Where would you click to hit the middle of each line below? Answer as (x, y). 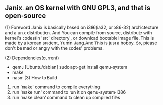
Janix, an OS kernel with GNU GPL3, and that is (78, 8)
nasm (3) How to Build (35, 77)
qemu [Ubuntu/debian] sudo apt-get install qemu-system (70, 67)
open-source (25, 16)
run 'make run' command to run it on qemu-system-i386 (69, 92)
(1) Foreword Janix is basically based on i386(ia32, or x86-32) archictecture (82, 27)
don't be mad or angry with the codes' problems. (54, 48)
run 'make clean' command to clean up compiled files (66, 97)
